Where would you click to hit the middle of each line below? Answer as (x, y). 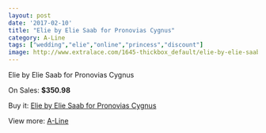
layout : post (30, 15)
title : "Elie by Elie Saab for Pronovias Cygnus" (92, 30)
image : (19, 52)
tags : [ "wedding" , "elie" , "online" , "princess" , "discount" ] (106, 45)
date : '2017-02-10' (40, 23)
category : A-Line (37, 38)
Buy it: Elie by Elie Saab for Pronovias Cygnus (82, 105)
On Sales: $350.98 (40, 90)
